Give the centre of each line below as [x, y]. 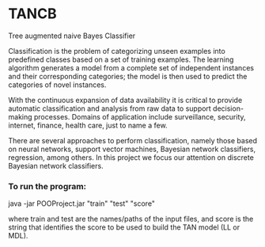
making [21, 116]
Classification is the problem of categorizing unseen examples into [117, 51]
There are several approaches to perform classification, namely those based [133, 140]
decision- [228, 108]
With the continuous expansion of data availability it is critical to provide [125, 100]
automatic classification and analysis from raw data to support [110, 108]
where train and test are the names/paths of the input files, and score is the [131, 219]
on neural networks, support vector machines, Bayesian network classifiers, [132, 149]
